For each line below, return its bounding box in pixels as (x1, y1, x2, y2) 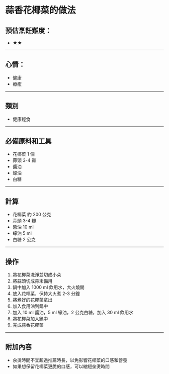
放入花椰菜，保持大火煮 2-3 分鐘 (12, 291, 80, 297)
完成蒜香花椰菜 (12, 322, 44, 328)
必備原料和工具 (5, 137, 52, 146)
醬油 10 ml (12, 224, 34, 230)
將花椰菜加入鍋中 (12, 316, 48, 322)
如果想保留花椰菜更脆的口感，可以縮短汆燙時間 (12, 363, 110, 369)
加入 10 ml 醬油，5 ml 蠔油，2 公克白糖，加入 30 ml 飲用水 (12, 310, 134, 316)
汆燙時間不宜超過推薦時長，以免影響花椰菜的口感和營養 (12, 357, 127, 363)
